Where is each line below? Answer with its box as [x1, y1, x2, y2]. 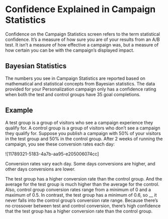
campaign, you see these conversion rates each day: [5, 141, 115, 147]
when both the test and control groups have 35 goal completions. [5, 91, 141, 97]
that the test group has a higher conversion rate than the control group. [5, 208, 153, 214]
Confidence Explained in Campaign [5, 4, 156, 15]
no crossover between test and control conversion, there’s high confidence [5, 202, 161, 208]
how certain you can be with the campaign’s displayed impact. [5, 47, 135, 53]
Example [5, 106, 33, 115]
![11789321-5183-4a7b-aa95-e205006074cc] [5, 151, 99, 157]
